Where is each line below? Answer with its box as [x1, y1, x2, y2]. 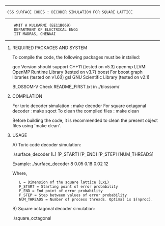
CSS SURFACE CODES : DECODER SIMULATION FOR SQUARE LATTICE [7, 10, 133, 15]
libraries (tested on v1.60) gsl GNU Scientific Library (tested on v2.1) [12, 74, 150, 80]
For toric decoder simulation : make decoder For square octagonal [12, 103, 146, 109]
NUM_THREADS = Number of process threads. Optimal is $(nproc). [19, 197, 153, 202]
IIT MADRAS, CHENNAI [14, 31, 56, 36]
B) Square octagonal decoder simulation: [12, 206, 95, 211]
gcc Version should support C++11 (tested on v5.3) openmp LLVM [12, 64, 146, 69]
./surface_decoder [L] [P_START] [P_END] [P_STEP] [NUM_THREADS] [12, 151, 154, 157]
